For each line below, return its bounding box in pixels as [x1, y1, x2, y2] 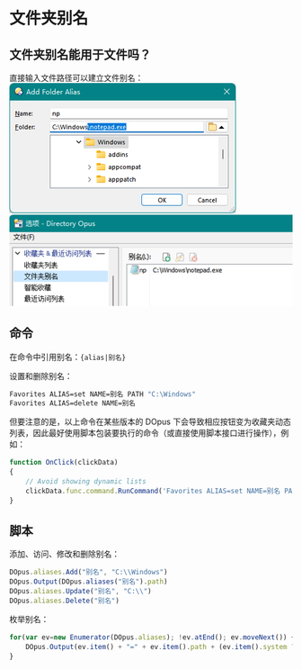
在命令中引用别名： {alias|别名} [9, 351, 127, 362]
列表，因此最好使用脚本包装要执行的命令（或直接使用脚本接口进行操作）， [9, 428, 281, 438]
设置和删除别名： [9, 370, 73, 381]
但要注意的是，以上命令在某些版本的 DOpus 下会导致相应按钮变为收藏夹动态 [9, 416, 291, 428]
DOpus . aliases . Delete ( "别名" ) [9, 596, 120, 606]
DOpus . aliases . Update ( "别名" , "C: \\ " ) [9, 587, 152, 596]
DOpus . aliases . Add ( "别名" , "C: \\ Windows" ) [9, 568, 168, 577]
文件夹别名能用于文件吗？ [9, 47, 151, 62]
